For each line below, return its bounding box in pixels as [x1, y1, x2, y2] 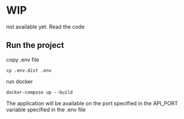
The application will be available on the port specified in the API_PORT [6, 99, 178, 107]
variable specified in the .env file [6, 106, 86, 113]
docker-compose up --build [6, 89, 73, 95]
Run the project [6, 40, 64, 50]
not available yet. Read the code [6, 23, 85, 30]
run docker [6, 78, 33, 85]
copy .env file [6, 56, 40, 63]
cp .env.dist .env [6, 67, 52, 73]
